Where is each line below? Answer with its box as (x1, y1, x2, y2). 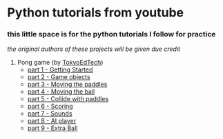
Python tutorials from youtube (7, 5, 184, 21)
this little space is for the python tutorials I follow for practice (7, 30, 216, 39)
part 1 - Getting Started (27, 65, 93, 74)
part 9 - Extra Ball (27, 124, 78, 132)
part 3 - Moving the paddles (27, 81, 108, 89)
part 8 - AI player (27, 117, 77, 125)
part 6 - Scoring (27, 102, 74, 111)
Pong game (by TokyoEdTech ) (17, 58, 104, 67)
